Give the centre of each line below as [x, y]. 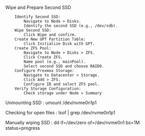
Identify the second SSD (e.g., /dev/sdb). [71, 26]
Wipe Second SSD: [33, 30]
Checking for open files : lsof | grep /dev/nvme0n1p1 [60, 113]
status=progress [23, 128]
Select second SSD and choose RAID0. [64, 66]
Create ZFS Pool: [33, 48]
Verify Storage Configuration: [48, 89]
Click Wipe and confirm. [50, 35]
